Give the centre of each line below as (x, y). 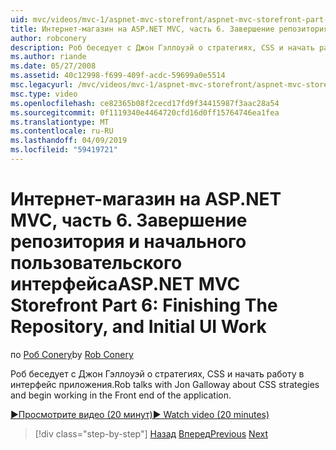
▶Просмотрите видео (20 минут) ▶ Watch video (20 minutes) (140, 414)
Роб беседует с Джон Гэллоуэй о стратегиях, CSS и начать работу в (157, 373)
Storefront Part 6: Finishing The (144, 305)
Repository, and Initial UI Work (138, 327)
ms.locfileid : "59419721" (64, 150)
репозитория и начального (128, 242)
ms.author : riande (48, 57)
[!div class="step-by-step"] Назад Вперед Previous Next (151, 433)
